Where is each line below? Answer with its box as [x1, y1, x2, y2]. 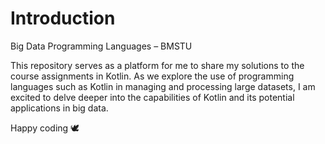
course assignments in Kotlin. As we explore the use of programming [10, 70, 295, 82]
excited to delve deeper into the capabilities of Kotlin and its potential [10, 91, 295, 103]
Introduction [10, 7, 116, 30]
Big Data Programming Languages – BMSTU [10, 40, 193, 52]
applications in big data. [10, 102, 109, 114]
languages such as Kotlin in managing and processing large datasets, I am [10, 80, 316, 92]
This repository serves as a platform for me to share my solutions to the [10, 59, 305, 71]
